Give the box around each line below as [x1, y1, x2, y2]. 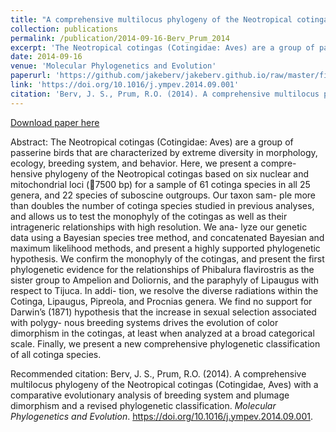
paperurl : [10, 71, 52, 81]
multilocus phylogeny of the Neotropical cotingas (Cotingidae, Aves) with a [10, 378, 319, 390]
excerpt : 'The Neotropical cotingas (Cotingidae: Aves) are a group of [10, 42, 315, 53]
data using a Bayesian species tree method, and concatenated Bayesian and [10, 231, 325, 243]
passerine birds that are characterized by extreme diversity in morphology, [10, 146, 318, 158]
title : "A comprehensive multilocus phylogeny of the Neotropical [10, 14, 293, 25]
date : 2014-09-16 [10, 52, 83, 62]
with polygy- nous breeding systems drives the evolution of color [10, 316, 279, 328]
